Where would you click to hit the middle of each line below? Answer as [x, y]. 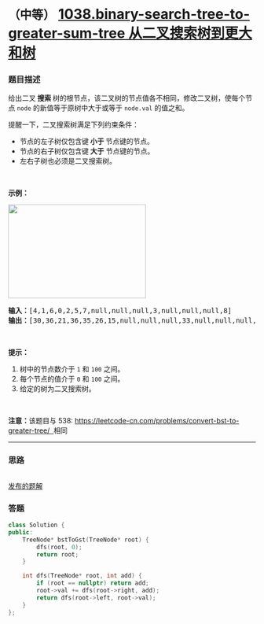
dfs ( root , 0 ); [59, 547]
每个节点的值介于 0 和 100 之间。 [72, 379]
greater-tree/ [29, 430]
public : [21, 532]
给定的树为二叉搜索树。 [57, 389]
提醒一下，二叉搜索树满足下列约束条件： [73, 125]
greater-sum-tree [67, 33]
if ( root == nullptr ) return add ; [93, 583]
